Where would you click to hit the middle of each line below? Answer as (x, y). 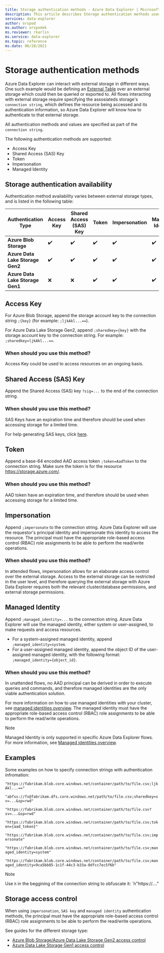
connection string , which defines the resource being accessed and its (76, 104)
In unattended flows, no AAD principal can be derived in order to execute (79, 683)
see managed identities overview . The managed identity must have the (76, 708)
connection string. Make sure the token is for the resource (63, 466)
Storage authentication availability (59, 184)
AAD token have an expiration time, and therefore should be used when (77, 495)
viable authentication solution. (35, 693)
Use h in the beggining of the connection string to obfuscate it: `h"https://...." (82, 883)
